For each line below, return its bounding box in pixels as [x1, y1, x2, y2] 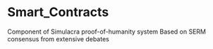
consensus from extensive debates [7, 34, 109, 43]
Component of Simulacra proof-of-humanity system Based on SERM [7, 27, 207, 36]
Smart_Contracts [7, 4, 109, 20]
